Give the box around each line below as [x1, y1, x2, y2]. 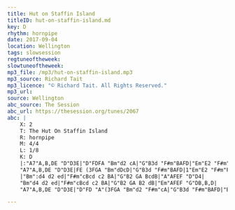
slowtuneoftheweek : [7, 62, 64, 69]
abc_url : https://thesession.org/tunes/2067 [7, 108, 139, 115]
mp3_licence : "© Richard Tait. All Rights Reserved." [7, 82, 168, 89]
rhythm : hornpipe [7, 29, 58, 37]
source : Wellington [7, 95, 64, 102]
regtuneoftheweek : [7, 56, 61, 63]
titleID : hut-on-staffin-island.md [7, 17, 111, 24]
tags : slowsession [7, 50, 61, 57]
